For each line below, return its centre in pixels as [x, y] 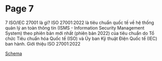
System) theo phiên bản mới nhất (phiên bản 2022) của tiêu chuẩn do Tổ [80, 33]
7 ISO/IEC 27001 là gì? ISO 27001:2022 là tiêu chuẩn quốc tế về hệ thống [80, 22]
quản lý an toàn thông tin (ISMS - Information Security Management [75, 27]
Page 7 [19, 9]
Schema [14, 53]
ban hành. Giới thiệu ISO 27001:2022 [43, 43]
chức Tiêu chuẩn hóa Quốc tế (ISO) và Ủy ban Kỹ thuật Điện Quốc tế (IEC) [81, 38]
